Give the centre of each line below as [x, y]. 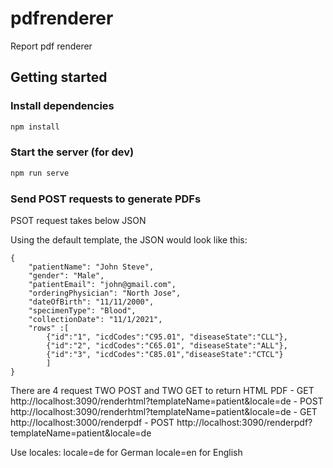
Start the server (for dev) [72, 152]
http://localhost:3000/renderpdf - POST [92, 422]
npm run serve [40, 173]
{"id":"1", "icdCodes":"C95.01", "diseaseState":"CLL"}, [167, 337]
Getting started [59, 77]
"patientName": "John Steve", [91, 267]
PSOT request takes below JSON [78, 220]
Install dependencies [62, 106]
